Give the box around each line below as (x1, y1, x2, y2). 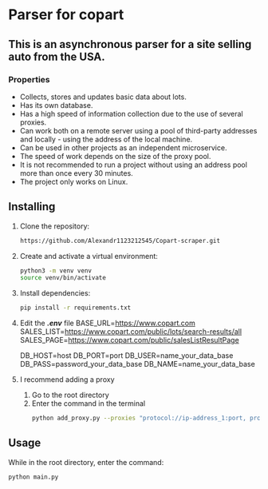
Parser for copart (8, 6, 124, 24)
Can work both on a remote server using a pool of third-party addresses (19, 125, 258, 135)
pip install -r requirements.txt (19, 304, 132, 312)
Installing (8, 200, 56, 213)
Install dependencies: (19, 288, 91, 298)
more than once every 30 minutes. (19, 168, 133, 177)
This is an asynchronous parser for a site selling (8, 38, 252, 51)
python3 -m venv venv (19, 266, 93, 275)
